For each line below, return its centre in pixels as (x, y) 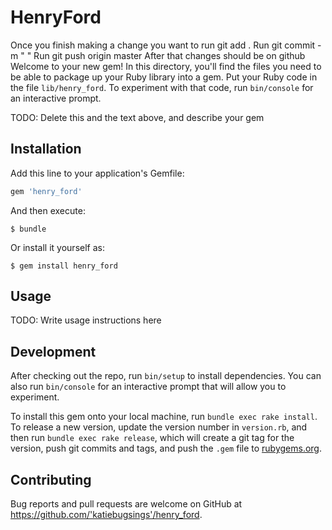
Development (53, 351)
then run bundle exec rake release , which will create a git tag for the (152, 438)
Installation (46, 149)
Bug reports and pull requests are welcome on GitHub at (126, 504)
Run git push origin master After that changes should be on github (169, 55)
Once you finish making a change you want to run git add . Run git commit (163, 45)
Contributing (51, 479)
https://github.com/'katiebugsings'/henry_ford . (106, 515)
